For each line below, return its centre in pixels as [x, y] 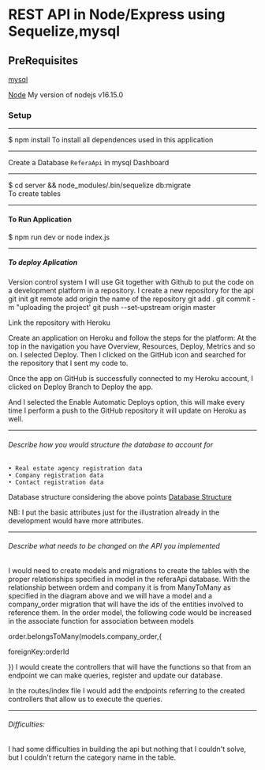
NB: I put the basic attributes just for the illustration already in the [114, 512]
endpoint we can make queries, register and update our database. [116, 675]
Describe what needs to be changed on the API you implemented [114, 546]
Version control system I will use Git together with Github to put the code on [131, 282]
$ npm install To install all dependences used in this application [111, 140]
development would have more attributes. [76, 520]
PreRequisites [43, 60]
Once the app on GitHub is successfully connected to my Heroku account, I [131, 379]
